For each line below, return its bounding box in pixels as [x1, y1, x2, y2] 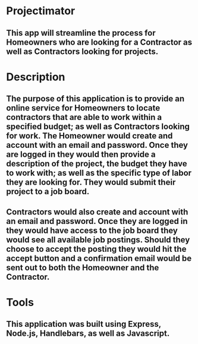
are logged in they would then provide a [6, 150, 156, 160]
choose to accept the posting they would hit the [6, 244, 187, 254]
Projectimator [6, 4, 76, 18]
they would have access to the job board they [6, 225, 178, 235]
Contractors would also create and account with [6, 207, 188, 217]
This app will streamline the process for [6, 28, 156, 38]
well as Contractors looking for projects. [6, 46, 159, 56]
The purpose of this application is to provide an [6, 94, 185, 104]
